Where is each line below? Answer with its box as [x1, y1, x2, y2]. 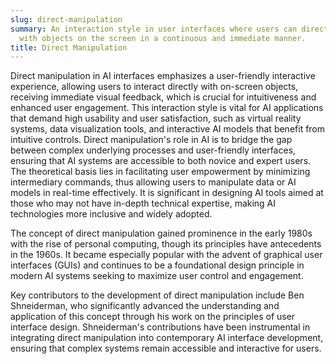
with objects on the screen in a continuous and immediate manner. [19, 33, 307, 43]
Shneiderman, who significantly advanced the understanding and [10, 300, 280, 312]
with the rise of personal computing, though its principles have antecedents [10, 238, 322, 250]
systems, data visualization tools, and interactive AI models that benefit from [10, 123, 326, 135]
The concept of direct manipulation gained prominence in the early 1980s [10, 227, 313, 240]
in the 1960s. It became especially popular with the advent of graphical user [10, 249, 323, 261]
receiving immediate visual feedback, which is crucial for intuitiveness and [10, 91, 317, 103]
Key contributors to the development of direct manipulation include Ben [10, 289, 305, 301]
